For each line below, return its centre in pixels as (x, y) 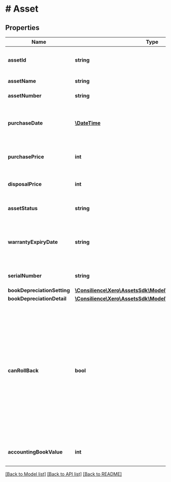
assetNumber (25, 96)
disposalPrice (25, 184)
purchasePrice (26, 157)
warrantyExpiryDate (33, 242)
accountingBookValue (35, 452)
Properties (22, 28)
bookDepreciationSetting (39, 290)
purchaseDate (25, 123)
